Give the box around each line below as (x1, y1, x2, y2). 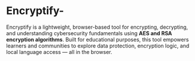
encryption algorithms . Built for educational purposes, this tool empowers (6, 36, 189, 43)
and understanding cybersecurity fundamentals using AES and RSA (6, 29, 172, 36)
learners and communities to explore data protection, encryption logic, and (6, 42, 190, 49)
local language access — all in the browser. (6, 48, 113, 55)
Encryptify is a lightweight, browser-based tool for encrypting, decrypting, (6, 23, 188, 30)
